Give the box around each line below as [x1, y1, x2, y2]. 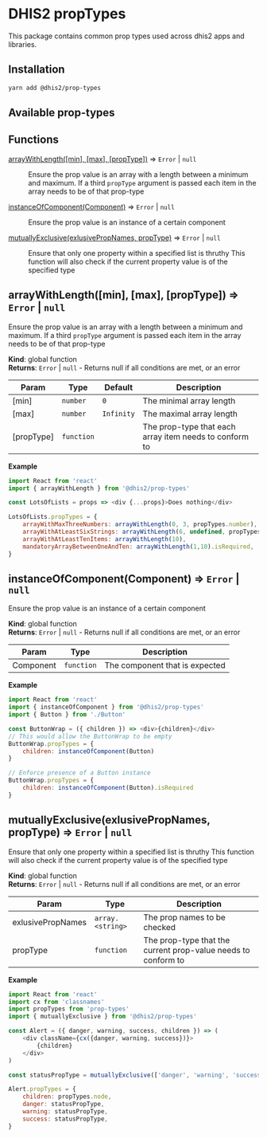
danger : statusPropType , [22, 1101, 105, 1109]
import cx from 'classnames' [8, 998, 105, 1006]
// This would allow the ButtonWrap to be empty [8, 732, 172, 740]
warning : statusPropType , [22, 1108, 109, 1116]
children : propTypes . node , [22, 1093, 112, 1101]
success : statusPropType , [22, 1115, 109, 1123]
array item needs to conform [142, 431, 249, 442]
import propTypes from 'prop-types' [8, 1005, 130, 1013]
